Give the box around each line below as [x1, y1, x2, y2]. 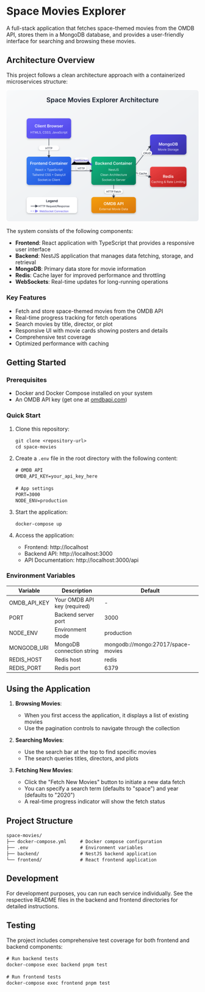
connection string [54, 647, 99, 655]
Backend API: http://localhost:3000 [24, 550, 113, 557]
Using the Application [6, 683, 91, 694]
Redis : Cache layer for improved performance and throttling [15, 271, 166, 279]
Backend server [54, 611, 95, 618]
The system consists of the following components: [6, 228, 133, 235]
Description [62, 587, 93, 594]
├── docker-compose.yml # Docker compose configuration [6, 838, 163, 844]
